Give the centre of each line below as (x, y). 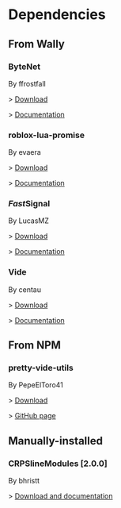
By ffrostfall (27, 83)
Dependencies (57, 15)
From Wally (36, 44)
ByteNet (25, 67)
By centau (25, 289)
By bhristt (24, 481)
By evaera (25, 152)
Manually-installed (55, 441)
